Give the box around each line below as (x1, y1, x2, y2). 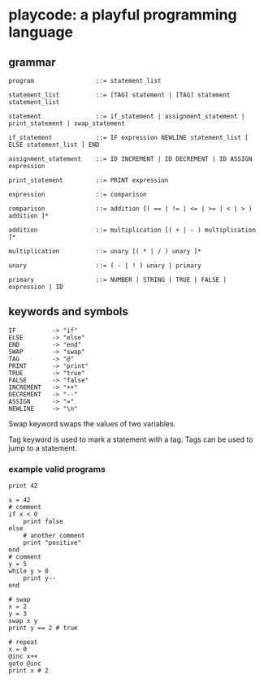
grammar (8, 55, 56, 69)
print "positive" (23, 538, 82, 547)
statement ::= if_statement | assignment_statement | (8, 112, 245, 120)
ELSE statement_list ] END (8, 140, 100, 149)
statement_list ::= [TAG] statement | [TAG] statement (8, 91, 231, 99)
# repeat (8, 638, 38, 646)
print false (23, 517, 63, 525)
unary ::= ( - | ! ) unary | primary (8, 262, 201, 270)
